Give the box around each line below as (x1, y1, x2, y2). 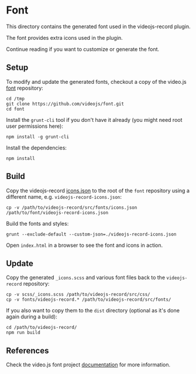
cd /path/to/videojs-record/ (6, 325, 77, 331)
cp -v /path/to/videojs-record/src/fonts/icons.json (6, 205, 137, 210)
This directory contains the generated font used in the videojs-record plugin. (6, 23, 191, 30)
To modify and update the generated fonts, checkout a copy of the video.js (6, 78, 187, 85)
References (6, 345, 49, 355)
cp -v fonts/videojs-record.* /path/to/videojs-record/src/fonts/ (6, 297, 171, 302)
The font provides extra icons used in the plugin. (6, 34, 123, 41)
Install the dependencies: (6, 144, 67, 151)
